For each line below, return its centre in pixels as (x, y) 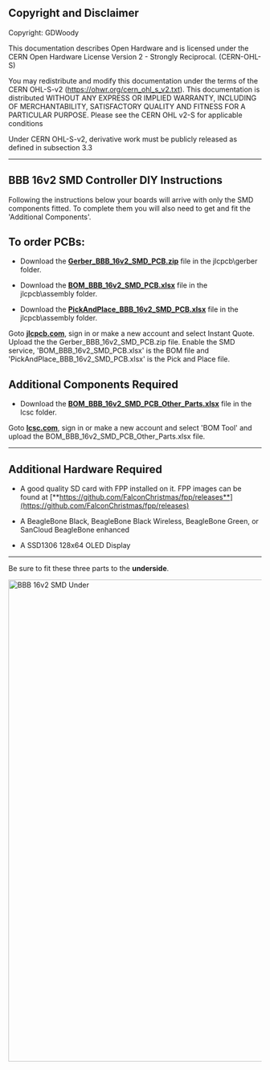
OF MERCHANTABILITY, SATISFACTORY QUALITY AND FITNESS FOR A (127, 106)
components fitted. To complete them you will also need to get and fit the (129, 208)
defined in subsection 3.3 (50, 147)
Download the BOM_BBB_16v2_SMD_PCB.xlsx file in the (114, 285)
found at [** (40, 497)
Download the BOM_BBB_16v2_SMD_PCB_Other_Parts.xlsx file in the (136, 404)
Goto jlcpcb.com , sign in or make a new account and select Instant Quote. (131, 333)
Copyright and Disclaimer (74, 13)
